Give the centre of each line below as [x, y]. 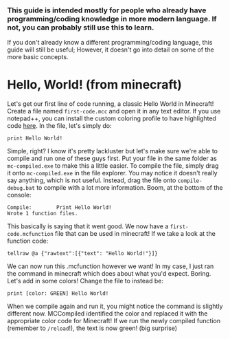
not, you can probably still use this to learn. [81, 28]
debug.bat [21, 188]
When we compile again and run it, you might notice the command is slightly [115, 306]
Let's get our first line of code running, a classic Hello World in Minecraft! [111, 104]
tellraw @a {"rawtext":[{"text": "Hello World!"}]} [82, 254]
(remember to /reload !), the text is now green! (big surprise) [92, 328]
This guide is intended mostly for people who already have [107, 10]
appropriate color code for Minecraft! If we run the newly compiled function [114, 321]
